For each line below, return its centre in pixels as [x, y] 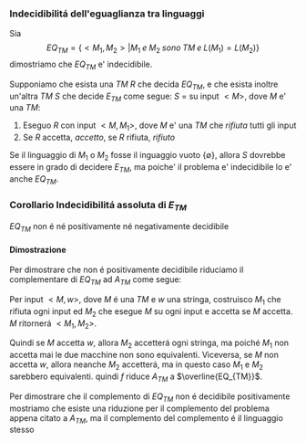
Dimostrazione [38, 249]
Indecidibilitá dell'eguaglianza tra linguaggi [107, 14]
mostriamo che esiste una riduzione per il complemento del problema [140, 408]
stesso [22, 430]
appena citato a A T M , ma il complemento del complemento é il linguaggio [147, 419]
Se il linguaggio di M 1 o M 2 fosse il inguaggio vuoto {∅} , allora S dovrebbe [148, 156]
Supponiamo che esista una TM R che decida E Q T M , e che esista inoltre [144, 85]
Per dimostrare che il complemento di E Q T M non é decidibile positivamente [150, 397]
